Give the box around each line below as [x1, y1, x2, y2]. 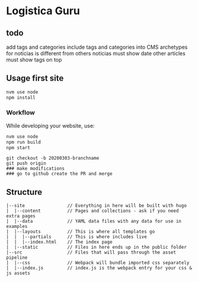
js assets [6, 270, 31, 277]
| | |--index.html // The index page [6, 239, 113, 245]
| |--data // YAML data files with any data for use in [6, 218, 182, 224]
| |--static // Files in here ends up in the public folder [6, 245, 187, 251]
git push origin [6, 160, 46, 167]
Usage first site [6, 73, 64, 84]
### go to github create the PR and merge [6, 171, 113, 177]
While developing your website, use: [6, 122, 95, 129]
